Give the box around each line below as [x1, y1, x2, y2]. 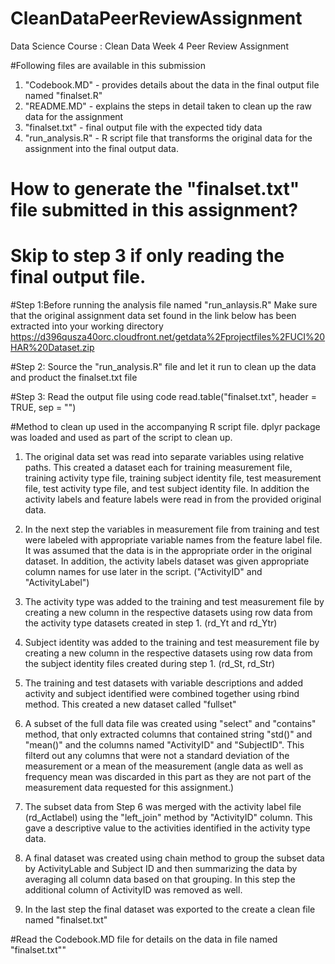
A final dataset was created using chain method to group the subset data [24, 852, 325, 864]
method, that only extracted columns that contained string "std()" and [24, 728, 313, 741]
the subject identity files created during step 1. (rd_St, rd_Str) [24, 658, 276, 670]
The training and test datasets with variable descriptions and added [24, 677, 304, 689]
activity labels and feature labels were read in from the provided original [24, 493, 322, 506]
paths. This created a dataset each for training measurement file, [24, 462, 293, 474]
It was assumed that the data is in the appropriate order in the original [24, 545, 312, 557]
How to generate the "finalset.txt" [10, 178, 300, 201]
